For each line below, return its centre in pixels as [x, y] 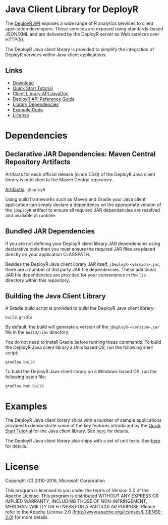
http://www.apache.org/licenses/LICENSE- [118, 512]
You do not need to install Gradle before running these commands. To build [83, 342]
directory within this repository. [38, 280]
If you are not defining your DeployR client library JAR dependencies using [83, 244]
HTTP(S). [15, 39]
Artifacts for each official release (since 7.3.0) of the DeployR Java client [80, 174]
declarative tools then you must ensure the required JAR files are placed [80, 249]
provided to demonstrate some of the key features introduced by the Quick [83, 426]
